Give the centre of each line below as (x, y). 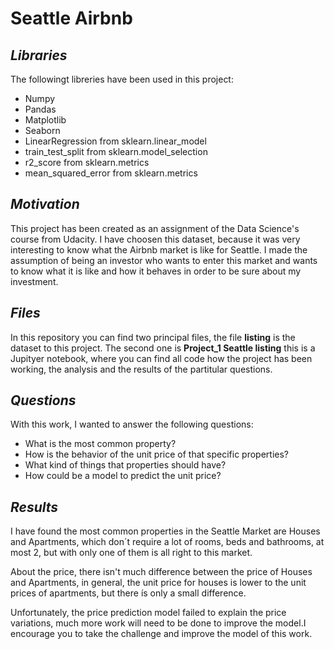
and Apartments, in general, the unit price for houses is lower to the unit (158, 583)
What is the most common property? (100, 444)
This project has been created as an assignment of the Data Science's (155, 228)
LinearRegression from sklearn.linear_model (115, 141)
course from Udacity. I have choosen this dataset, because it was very (155, 239)
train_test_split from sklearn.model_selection (116, 151)
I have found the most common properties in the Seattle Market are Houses (165, 531)
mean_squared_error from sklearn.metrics (111, 173)
